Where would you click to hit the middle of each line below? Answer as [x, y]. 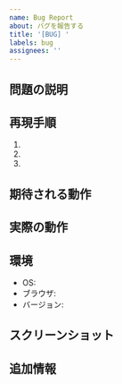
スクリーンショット [61, 335]
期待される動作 [50, 194]
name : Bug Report [41, 17]
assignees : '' [36, 51]
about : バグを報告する [47, 26]
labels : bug [31, 43]
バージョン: [43, 304]
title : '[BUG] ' [39, 34]
